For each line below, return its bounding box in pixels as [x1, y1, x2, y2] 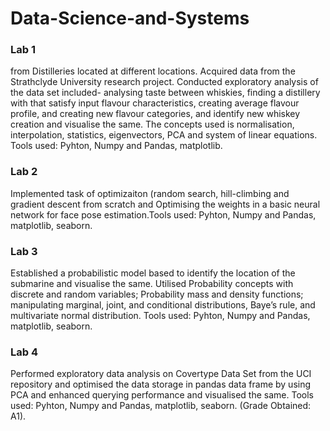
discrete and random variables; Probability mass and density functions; [10, 288, 304, 301]
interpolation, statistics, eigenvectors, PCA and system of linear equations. [10, 129, 318, 141]
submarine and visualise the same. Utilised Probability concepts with [10, 278, 294, 290]
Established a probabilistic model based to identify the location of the [10, 267, 296, 279]
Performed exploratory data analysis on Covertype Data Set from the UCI [10, 368, 312, 380]
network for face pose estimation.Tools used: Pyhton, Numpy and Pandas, [10, 208, 317, 221]
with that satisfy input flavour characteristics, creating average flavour [10, 97, 300, 109]
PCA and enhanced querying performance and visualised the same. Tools [10, 389, 314, 401]
